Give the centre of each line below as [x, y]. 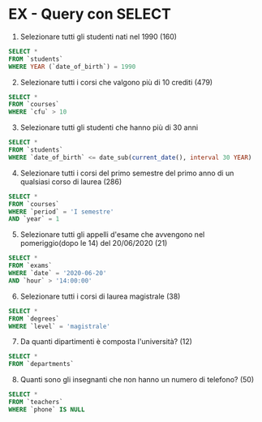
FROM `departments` [41, 364]
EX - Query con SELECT [90, 14]
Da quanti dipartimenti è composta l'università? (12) [106, 342]
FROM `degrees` [34, 319]
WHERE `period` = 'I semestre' [61, 212]
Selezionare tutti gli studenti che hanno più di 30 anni [109, 127]
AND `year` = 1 [34, 219]
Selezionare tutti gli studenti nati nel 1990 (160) [98, 37]
